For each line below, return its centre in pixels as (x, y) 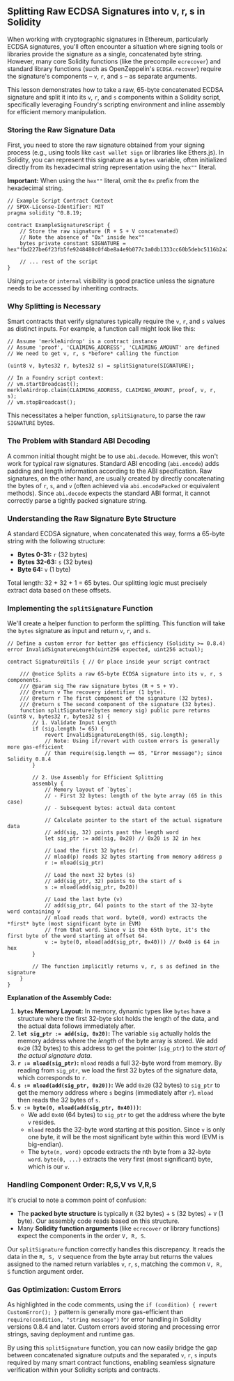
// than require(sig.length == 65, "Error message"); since (133, 754)
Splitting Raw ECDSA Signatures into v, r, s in (106, 11)
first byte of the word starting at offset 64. (78, 936)
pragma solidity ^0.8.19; (45, 213)
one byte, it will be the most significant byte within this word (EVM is (126, 1137)
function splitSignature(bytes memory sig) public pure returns (115, 711)
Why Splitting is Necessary (54, 306)
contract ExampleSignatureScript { (59, 226)
